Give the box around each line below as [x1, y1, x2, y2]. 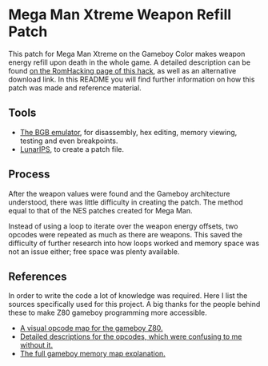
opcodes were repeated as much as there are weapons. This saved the [8, 229, 242, 239]
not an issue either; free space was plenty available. [8, 246, 180, 257]
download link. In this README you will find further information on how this [8, 74, 255, 84]
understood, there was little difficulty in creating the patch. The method [8, 197, 244, 207]
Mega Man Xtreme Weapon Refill [8, 6, 232, 24]
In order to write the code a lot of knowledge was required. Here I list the [8, 291, 248, 300]
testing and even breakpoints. [19, 136, 118, 145]
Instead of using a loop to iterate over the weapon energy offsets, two [8, 221, 238, 231]
